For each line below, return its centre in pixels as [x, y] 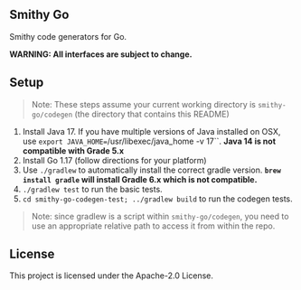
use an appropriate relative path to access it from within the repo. [153, 226]
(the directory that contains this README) [152, 114]
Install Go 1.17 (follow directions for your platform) [114, 160]
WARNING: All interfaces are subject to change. [101, 54]
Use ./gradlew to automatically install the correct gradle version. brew [152, 170]
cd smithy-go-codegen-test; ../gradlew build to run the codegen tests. [157, 199]
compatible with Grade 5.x [73, 150]
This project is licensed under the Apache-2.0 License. [112, 276]
